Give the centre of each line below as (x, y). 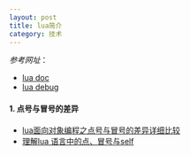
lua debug (40, 87)
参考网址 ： (29, 60)
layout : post (33, 17)
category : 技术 (36, 34)
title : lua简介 (36, 26)
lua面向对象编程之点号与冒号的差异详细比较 (101, 130)
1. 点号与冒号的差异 (44, 108)
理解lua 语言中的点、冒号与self (78, 141)
